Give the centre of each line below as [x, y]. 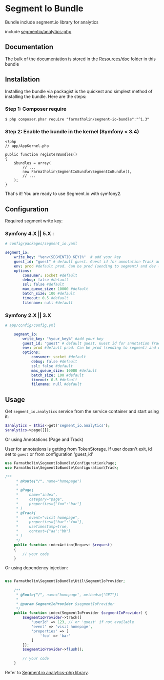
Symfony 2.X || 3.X [28, 315]
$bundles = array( [32, 163]
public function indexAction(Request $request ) [63, 545]
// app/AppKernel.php [27, 146]
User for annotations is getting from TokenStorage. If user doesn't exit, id [79, 449]
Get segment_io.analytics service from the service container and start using [82, 412]
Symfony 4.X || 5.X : [30, 233]
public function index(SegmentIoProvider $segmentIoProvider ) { [81, 613]
